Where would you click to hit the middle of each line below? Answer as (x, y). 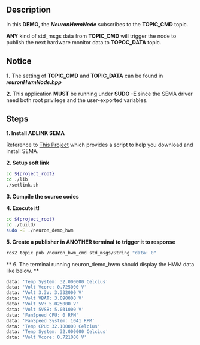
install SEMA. (22, 151)
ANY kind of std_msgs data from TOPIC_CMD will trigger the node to (91, 36)
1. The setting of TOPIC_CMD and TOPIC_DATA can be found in (85, 76)
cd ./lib (17, 179)
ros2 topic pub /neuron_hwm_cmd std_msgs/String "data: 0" (81, 253)
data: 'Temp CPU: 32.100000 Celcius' (53, 326)
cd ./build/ (21, 224)
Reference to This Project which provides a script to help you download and (100, 145)
